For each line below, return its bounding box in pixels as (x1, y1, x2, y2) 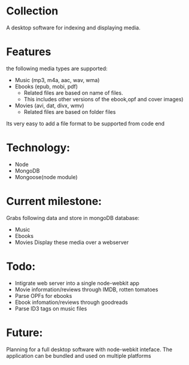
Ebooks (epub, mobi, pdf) (14, 83, 78, 90)
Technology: (6, 141, 71, 155)
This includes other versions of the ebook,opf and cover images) (23, 95, 184, 102)
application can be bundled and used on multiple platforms (6, 352, 151, 359)
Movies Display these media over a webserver (14, 239, 129, 246)
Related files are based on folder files (23, 108, 116, 115)
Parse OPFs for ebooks (14, 292, 72, 299)
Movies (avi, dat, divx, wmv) (14, 102, 85, 109)
